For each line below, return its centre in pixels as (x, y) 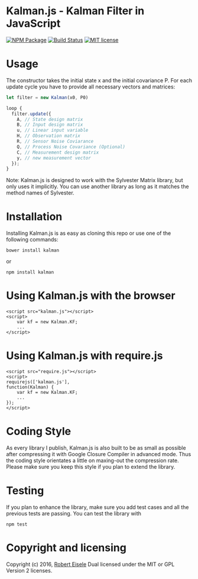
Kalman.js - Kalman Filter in (75, 11)
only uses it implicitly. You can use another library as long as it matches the (98, 187)
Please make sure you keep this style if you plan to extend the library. (91, 467)
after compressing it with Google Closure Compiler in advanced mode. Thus (99, 454)
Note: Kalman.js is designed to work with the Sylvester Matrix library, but (95, 180)
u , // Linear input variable (53, 131)
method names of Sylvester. (40, 193)
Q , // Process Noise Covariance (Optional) (71, 147)
